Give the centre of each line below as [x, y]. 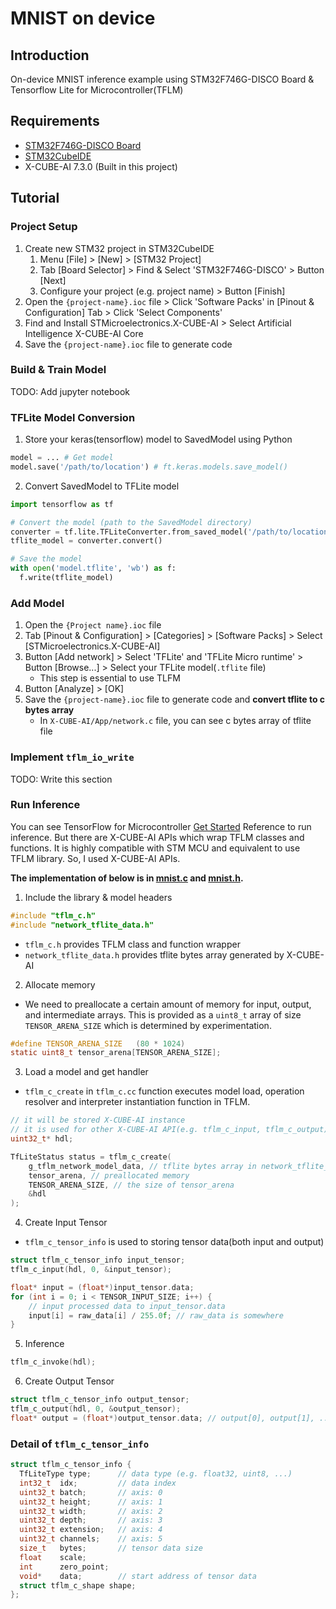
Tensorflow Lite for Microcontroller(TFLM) [97, 90]
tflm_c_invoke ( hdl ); [53, 1362]
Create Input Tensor [66, 1223]
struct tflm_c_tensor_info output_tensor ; [100, 1400]
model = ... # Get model [62, 458]
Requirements [55, 121]
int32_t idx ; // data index [98, 1483]
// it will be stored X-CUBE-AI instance [98, 1120]
